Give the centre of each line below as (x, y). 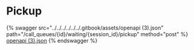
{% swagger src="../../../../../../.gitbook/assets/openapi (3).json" (85, 28)
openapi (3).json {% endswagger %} (52, 40)
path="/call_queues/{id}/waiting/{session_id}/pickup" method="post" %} (97, 34)
